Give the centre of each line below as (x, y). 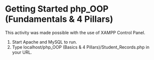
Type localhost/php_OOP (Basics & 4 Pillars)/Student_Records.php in (81, 47)
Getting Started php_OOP (57, 9)
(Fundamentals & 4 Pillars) (59, 19)
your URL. (22, 52)
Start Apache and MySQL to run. (45, 42)
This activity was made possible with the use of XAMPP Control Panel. (75, 32)
